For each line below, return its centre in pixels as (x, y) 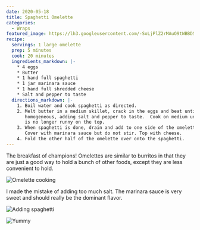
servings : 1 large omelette (46, 45)
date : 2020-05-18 (28, 12)
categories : (21, 23)
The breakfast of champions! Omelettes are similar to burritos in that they (96, 156)
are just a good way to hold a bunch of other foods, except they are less (94, 162)
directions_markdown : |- (42, 100)
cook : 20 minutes (33, 56)
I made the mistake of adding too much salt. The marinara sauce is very (94, 191)
